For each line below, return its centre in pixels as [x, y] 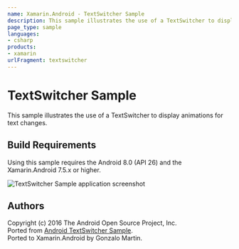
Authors [26, 206]
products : [22, 47]
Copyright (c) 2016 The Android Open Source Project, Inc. [92, 223]
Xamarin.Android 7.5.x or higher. [54, 170]
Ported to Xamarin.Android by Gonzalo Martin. [75, 238]
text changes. [27, 122]
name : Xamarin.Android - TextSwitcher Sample [76, 14]
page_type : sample [34, 27]
